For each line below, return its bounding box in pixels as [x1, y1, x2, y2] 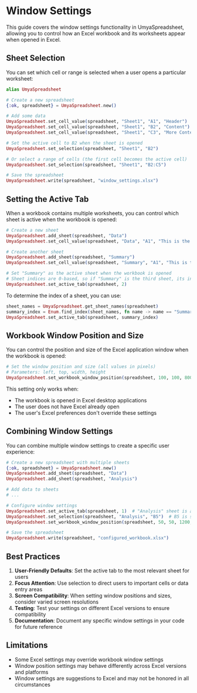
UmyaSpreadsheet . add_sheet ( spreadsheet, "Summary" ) [6, 254, 135, 260]
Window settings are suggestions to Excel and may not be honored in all [14, 675, 189, 682]
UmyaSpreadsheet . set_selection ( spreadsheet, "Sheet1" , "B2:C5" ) [6, 162, 167, 168]
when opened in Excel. [6, 36, 62, 43]
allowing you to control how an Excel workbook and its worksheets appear [6, 29, 186, 36]
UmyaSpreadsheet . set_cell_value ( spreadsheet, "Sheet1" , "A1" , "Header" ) [6, 119, 188, 125]
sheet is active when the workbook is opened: [6, 216, 117, 223]
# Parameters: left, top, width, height [6, 369, 107, 375]
